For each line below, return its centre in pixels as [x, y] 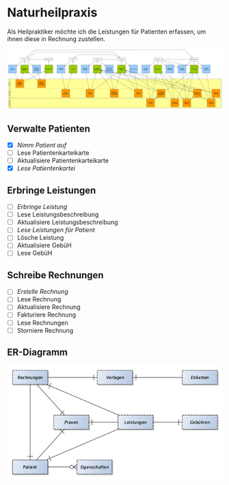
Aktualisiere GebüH [44, 245]
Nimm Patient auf [42, 145]
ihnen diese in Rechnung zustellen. [56, 38]
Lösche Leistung [40, 238]
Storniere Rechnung [45, 330]
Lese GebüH [35, 253]
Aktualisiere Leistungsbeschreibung [67, 222]
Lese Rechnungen [42, 323]
